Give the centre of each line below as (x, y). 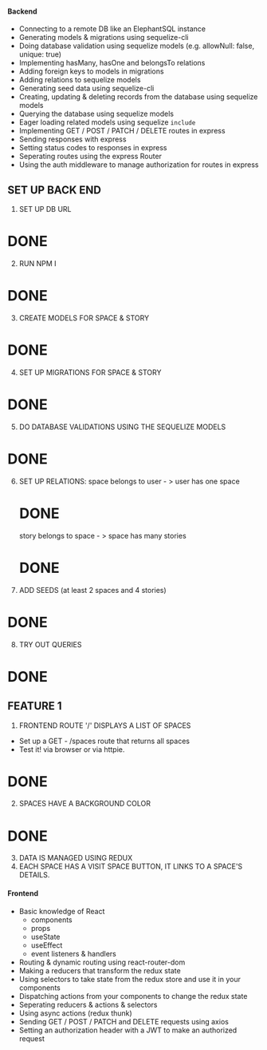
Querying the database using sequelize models (96, 114)
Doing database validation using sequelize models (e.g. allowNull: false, (137, 46)
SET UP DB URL (45, 209)
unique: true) (40, 54)
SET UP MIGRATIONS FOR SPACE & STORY (90, 372)
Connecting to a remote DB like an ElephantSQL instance (112, 29)
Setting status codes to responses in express (93, 148)
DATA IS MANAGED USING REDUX (76, 858)
